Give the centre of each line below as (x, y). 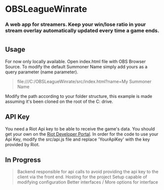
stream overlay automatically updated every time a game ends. (82, 31)
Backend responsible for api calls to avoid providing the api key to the (88, 172)
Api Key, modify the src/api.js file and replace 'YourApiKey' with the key (78, 139)
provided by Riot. (22, 144)
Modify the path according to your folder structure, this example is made (79, 96)
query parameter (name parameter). (42, 72)
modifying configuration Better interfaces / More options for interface (88, 182)
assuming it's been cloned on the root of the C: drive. (59, 101)
